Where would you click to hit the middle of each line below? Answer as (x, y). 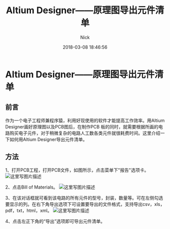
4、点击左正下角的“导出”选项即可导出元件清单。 (55, 221)
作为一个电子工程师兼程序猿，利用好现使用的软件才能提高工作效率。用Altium (85, 120)
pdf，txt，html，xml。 (29, 210)
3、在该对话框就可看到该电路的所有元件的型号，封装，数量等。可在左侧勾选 (84, 198)
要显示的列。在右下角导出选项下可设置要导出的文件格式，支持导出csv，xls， (85, 204)
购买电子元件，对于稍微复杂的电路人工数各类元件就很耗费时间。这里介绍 (85, 133)
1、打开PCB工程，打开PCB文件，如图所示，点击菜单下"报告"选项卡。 (77, 170)
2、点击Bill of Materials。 (32, 187)
